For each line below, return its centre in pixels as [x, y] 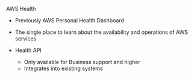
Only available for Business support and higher [82, 62]
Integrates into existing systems [64, 68]
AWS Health [21, 9]
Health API [28, 50]
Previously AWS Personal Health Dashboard [70, 20]
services [26, 38]
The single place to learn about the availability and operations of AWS [102, 32]
